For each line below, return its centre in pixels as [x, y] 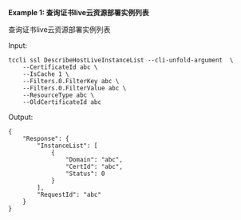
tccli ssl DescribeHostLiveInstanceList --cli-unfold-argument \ [121, 60]
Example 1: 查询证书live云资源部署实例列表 [79, 12]
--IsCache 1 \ [46, 74]
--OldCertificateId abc [62, 102]
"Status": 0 [85, 174]
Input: [18, 46]
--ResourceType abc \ [58, 95]
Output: [21, 117]
